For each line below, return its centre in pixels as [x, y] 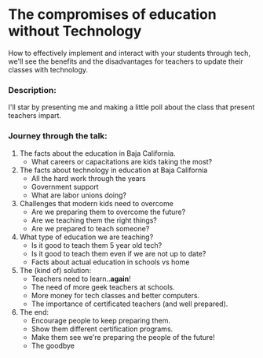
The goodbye [53, 345]
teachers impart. [35, 116]
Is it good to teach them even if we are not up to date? [119, 253]
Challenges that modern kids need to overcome [97, 203]
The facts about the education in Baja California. [97, 153]
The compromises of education [113, 15]
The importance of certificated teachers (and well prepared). [130, 304]
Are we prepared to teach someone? [90, 228]
